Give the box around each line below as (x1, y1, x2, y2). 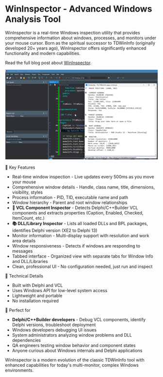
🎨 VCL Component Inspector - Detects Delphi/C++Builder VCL (12, 205, 138, 211)
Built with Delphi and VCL (12, 282, 63, 288)
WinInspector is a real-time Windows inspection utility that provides (5, 30, 140, 35)
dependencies (12, 337, 41, 343)
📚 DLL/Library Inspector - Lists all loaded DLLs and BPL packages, (12, 221, 148, 227)
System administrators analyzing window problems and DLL (12, 332, 132, 338)
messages (12, 248, 33, 254)
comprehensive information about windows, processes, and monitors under (5, 35, 157, 41)
